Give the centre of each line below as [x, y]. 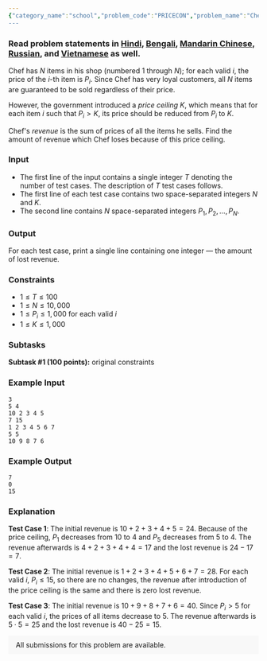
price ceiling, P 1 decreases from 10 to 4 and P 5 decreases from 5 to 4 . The [130, 538]
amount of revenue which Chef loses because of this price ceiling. [117, 139]
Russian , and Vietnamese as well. [74, 53]
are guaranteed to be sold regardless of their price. [92, 89]
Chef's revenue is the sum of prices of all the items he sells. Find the [120, 130]
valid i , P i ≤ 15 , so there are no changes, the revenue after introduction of [128, 580]
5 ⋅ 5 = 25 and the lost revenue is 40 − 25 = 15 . [85, 624]
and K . [30, 202]
